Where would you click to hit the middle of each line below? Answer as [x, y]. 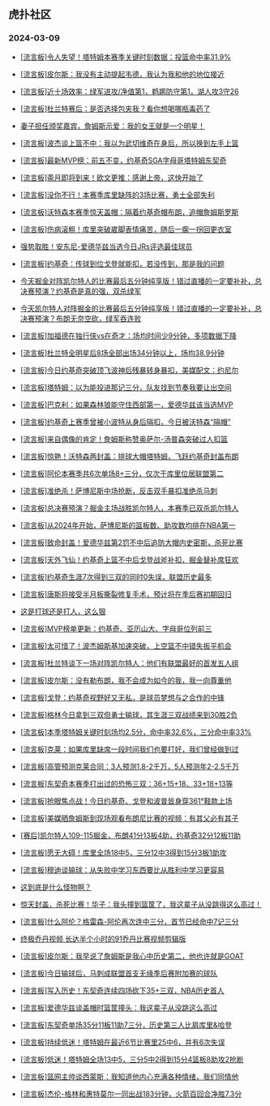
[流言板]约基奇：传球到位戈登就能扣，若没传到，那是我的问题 [122, 264]
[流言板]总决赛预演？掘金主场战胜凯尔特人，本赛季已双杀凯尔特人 [129, 508]
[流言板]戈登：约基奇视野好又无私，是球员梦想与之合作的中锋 [122, 697]
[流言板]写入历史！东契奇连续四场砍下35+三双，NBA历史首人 [122, 990]
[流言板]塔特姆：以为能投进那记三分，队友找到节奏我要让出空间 [126, 387]
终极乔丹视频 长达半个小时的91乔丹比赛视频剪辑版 [103, 938]
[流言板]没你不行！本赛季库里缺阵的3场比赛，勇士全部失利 [117, 195]
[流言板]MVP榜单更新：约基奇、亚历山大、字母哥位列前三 [116, 628]
